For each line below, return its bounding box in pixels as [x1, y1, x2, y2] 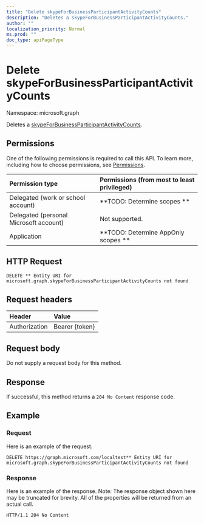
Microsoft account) [9, 218, 64, 226]
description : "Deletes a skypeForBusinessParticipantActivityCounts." [6, 15, 189, 21]
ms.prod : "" [6, 32, 36, 38]
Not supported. [100, 214, 143, 223]
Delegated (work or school [9, 193, 86, 202]
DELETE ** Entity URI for [6, 273, 72, 279]
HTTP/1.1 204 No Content [6, 512, 69, 518]
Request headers [6, 294, 73, 304]
